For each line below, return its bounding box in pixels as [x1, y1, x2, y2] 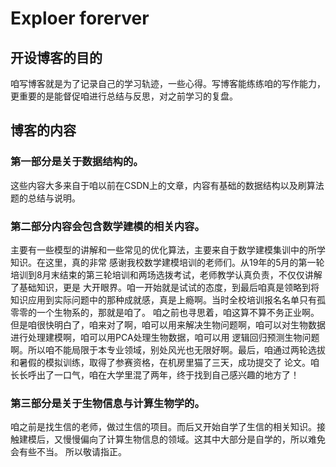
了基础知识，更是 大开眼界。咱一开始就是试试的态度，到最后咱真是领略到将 [10, 281, 320, 293]
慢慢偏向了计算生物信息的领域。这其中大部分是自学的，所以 [62, 433, 308, 446]
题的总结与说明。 [10, 192, 81, 204]
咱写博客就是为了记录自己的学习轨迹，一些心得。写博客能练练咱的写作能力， [10, 78, 326, 89]
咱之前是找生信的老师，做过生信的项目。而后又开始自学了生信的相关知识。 [10, 421, 317, 433]
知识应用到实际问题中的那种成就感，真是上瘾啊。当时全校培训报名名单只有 [10, 293, 317, 306]
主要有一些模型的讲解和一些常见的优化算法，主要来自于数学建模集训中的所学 [10, 243, 326, 256]
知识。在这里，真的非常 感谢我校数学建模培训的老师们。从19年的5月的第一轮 [10, 256, 325, 268]
